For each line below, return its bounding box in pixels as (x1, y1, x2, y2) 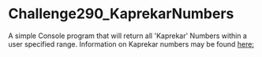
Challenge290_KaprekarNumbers (8, 5, 234, 23)
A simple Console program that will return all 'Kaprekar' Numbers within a (8, 31, 247, 40)
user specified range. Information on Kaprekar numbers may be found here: (8, 39, 255, 48)
